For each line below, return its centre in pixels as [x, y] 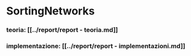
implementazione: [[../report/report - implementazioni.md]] [96, 46]
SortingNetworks [50, 11]
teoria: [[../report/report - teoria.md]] [62, 30]
